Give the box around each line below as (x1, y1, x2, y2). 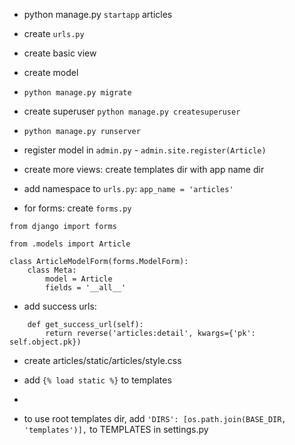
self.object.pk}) (9, 337, 82, 347)
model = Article (45, 274, 113, 284)
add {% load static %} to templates (23, 374, 172, 386)
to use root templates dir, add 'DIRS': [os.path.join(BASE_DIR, (23, 413, 287, 424)
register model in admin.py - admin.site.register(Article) (23, 144, 267, 156)
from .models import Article (9, 239, 131, 249)
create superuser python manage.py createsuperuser (23, 105, 241, 117)
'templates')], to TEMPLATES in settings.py (23, 424, 209, 435)
